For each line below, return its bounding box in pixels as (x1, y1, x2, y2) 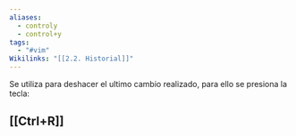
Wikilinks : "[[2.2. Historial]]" (9, 54, 134, 63)
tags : (9, 37, 30, 47)
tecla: (9, 88, 30, 99)
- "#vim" (17, 46, 50, 55)
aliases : (9, 12, 42, 22)
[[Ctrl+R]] (9, 114, 64, 129)
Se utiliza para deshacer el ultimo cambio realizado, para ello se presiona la (9, 79, 288, 89)
